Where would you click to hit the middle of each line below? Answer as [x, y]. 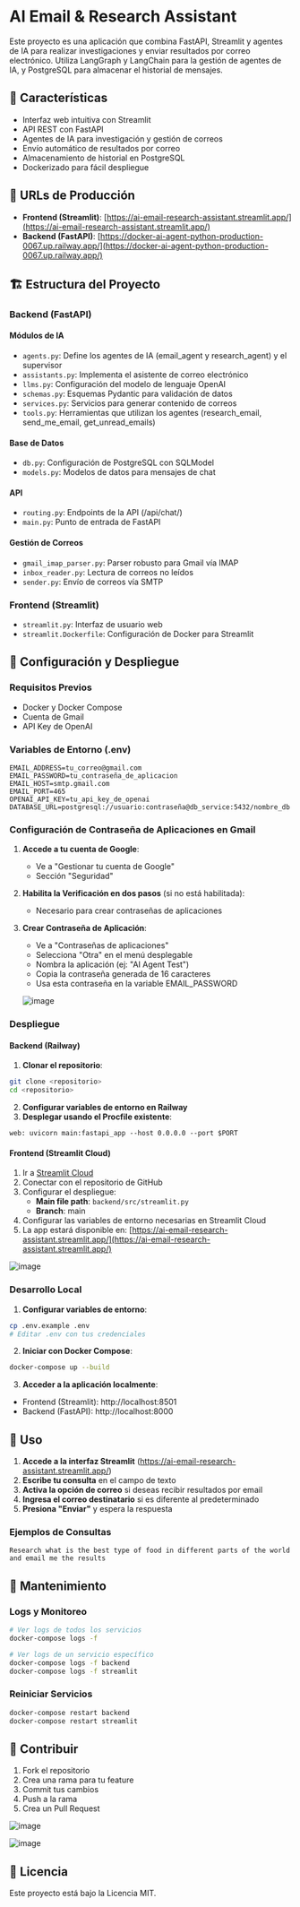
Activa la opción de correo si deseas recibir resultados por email [142, 1490]
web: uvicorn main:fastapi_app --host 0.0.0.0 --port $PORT [124, 1134]
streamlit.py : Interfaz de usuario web [92, 624]
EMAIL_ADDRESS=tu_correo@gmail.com [76, 768]
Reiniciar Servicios [51, 1694]
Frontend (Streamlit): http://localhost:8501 [99, 1402]
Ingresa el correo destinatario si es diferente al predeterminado [141, 1499]
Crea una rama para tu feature [78, 1780]
